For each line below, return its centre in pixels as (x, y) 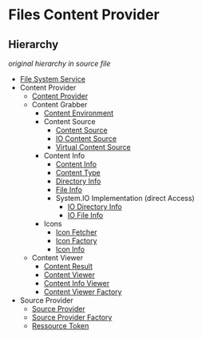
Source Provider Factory (72, 317)
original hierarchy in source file (59, 63)
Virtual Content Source (93, 147)
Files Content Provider (84, 15)
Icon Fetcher (76, 232)
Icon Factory (76, 241)
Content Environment (79, 113)
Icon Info (70, 249)
